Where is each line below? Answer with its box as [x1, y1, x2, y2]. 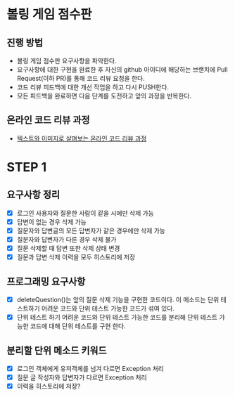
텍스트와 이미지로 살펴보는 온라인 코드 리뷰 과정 [16, 134, 147, 143]
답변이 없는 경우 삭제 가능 [16, 217, 87, 226]
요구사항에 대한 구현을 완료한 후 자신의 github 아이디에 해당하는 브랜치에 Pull [16, 65, 228, 74]
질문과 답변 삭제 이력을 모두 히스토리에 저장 [16, 253, 136, 261]
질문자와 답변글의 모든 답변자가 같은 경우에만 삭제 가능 [16, 226, 166, 235]
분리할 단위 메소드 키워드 [6, 344, 107, 356]
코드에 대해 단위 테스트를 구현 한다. [30, 322, 126, 330]
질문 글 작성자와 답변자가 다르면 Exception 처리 [16, 373, 147, 382]
